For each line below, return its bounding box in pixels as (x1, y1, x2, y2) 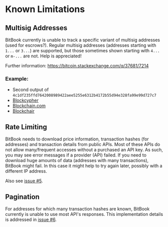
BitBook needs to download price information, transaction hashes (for (5, 136, 149, 142)
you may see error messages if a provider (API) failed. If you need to (5, 152, 147, 158)
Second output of (12, 87, 49, 93)
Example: (5, 75, 29, 82)
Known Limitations (5, 4, 85, 15)
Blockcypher (12, 97, 39, 104)
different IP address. (5, 168, 48, 174)
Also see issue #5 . (5, 178, 43, 184)
